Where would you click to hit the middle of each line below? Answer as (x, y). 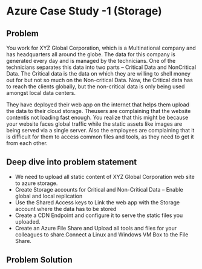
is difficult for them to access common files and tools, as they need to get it (100, 137)
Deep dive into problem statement (72, 162)
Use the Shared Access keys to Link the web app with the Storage (97, 202)
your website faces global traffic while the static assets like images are (94, 124)
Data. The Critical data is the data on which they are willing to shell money (98, 73)
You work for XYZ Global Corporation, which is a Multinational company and (101, 48)
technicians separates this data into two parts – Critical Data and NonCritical (101, 67)
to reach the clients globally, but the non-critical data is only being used (96, 86)
